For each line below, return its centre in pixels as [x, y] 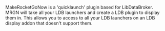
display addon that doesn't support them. [49, 23]
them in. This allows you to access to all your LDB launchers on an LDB [80, 18]
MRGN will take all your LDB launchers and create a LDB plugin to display [82, 12]
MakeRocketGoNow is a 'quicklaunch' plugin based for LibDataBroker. [79, 7]
